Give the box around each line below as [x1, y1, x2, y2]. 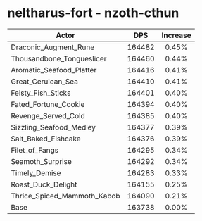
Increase [161, 30, 191, 40]
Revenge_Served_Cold [11, 110, 86, 120]
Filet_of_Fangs [11, 145, 58, 155]
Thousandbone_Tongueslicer [11, 53, 107, 63]
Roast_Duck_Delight [11, 179, 77, 189]
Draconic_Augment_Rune [11, 42, 95, 52]
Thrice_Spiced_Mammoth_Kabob [11, 191, 121, 201]
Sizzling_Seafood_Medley [11, 122, 96, 132]
